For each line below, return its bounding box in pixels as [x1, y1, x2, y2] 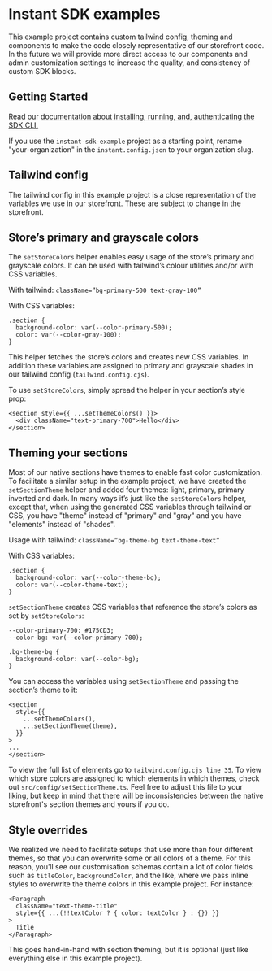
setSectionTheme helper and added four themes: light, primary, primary [8, 485, 245, 494]
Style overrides [8, 823, 88, 837]
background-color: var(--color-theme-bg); [15, 574, 162, 582]
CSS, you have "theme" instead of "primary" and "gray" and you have [8, 511, 242, 520]
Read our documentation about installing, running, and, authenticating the [8, 111, 255, 121]
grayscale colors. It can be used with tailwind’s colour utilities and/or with [8, 261, 254, 271]
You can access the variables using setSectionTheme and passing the [8, 677, 240, 686]
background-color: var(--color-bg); [15, 655, 140, 664]
